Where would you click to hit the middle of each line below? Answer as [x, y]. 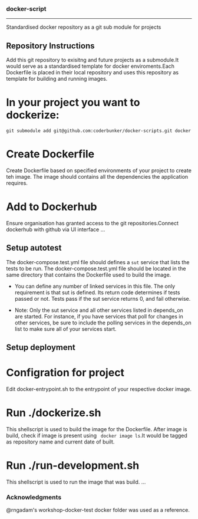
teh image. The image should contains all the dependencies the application [97, 176]
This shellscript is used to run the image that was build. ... [76, 482]
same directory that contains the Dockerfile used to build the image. [89, 275]
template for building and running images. [57, 79]
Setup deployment [41, 348]
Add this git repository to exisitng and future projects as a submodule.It [92, 60]
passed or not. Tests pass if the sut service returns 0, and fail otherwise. [103, 298]
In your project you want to [73, 103]
